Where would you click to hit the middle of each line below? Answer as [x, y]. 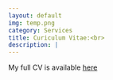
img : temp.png [32, 23]
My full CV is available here [53, 67]
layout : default [35, 15]
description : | [33, 45]
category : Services [41, 30]
